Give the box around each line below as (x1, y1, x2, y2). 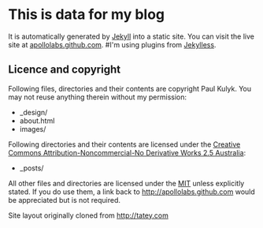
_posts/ (19, 163, 44, 173)
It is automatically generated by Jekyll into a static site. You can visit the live (8, 32, 254, 41)
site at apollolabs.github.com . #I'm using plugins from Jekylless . (8, 39, 217, 49)
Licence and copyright (8, 63, 120, 77)
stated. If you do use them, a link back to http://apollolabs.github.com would (8, 187, 256, 196)
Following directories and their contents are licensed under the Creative (8, 140, 241, 149)
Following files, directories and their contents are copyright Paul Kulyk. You (8, 84, 252, 93)
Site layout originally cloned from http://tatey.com (8, 211, 169, 220)
